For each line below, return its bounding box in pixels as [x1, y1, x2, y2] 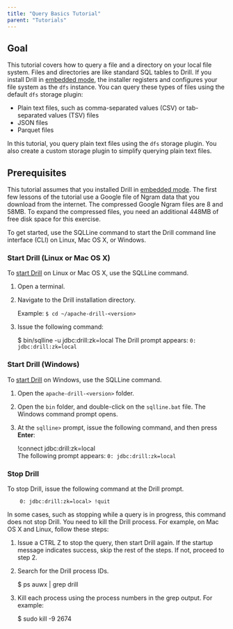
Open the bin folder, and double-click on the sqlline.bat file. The [17, 402, 207, 411]
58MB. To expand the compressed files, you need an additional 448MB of [7, 208, 219, 216]
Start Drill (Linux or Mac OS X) [7, 253, 111, 263]
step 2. [17, 553, 38, 562]
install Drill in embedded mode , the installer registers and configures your [7, 76, 218, 84]
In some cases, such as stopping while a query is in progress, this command [7, 510, 226, 518]
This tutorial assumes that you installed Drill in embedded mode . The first [7, 186, 217, 194]
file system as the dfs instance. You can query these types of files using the [7, 83, 225, 91]
